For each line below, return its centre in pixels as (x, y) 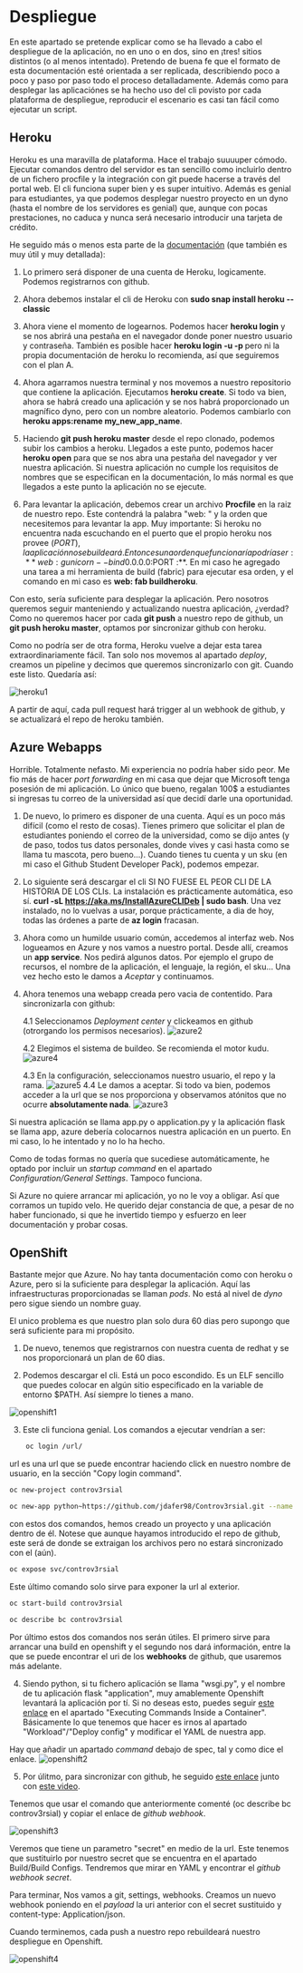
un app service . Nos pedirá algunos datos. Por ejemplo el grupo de (148, 957)
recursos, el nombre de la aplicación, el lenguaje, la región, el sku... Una (156, 967)
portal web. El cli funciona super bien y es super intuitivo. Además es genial (150, 189)
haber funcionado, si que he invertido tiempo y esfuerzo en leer (128, 1215)
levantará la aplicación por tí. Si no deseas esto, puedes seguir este (148, 1703)
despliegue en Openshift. (57, 1941)
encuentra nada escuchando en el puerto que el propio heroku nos (147, 533)
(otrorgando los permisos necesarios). (94, 1030)
